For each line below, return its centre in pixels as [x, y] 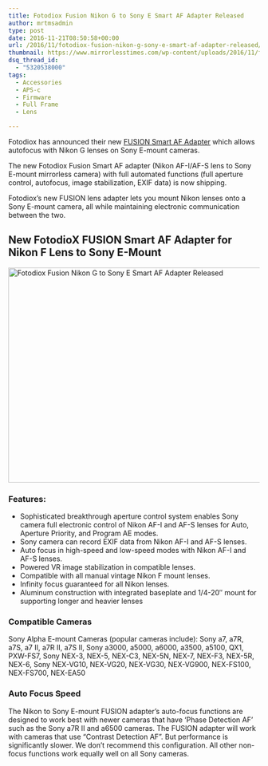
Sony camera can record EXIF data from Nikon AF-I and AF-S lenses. [133, 542]
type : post [26, 30]
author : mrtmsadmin [41, 23]
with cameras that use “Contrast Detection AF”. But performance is [118, 736]
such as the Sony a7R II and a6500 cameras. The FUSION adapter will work [132, 728]
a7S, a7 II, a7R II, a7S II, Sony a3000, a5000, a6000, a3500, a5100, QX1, [126, 648]
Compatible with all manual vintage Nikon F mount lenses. [115, 576]
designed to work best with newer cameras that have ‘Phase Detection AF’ [131, 720]
